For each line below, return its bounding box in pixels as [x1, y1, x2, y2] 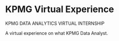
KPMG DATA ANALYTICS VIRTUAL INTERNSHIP [5, 20, 105, 26]
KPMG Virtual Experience [5, 4, 114, 15]
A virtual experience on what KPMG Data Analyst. [5, 30, 108, 36]
